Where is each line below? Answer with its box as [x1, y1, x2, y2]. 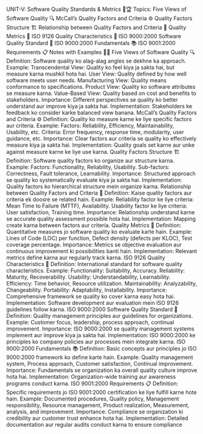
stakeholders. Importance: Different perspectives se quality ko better [6, 96, 179, 103]
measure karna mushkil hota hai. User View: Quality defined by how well [6, 70, 187, 77]
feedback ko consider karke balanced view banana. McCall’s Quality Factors [6, 109, 197, 116]
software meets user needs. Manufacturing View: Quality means [6, 77, 167, 84]
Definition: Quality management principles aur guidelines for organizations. [6, 312, 193, 319]
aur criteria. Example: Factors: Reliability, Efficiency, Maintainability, [6, 122, 175, 129]
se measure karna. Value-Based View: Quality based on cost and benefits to [6, 89, 197, 97]
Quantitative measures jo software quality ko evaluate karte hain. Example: [6, 228, 193, 235]
